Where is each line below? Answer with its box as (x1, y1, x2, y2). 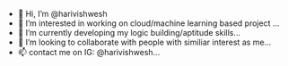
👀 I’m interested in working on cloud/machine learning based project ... (17, 18, 280, 29)
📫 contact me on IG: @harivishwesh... (17, 47, 161, 57)
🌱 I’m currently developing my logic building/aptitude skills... (17, 28, 240, 37)
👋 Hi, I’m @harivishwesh (17, 9, 108, 19)
